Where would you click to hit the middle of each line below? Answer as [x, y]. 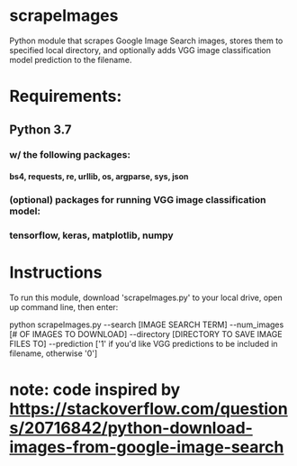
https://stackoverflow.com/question [148, 409]
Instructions [56, 273]
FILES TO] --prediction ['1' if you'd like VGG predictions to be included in [144, 343]
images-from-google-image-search [147, 447]
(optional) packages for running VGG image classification [138, 199]
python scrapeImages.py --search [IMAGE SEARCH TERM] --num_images [147, 324]
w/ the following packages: [70, 155]
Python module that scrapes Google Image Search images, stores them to [146, 41]
